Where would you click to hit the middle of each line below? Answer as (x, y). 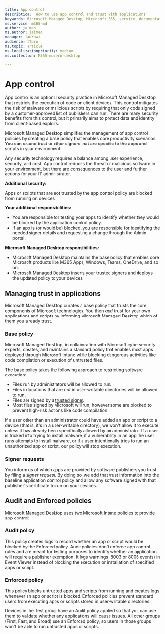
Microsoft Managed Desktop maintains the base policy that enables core (86, 257)
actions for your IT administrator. (38, 174)
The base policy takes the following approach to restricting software (74, 370)
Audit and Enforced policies (48, 501)
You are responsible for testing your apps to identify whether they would (85, 217)
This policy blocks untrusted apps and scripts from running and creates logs (82, 591)
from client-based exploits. (32, 124)
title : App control (25, 10)
